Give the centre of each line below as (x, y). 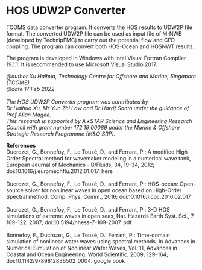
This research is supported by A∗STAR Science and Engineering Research (99, 121)
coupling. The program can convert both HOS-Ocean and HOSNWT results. (100, 46)
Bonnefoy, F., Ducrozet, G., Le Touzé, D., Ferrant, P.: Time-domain (88, 235)
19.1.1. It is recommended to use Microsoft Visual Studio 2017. (82, 64)
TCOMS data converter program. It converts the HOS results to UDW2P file (99, 27)
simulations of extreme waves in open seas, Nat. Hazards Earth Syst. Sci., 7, (100, 216)
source (15, 190)
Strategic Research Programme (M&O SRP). (61, 134)
